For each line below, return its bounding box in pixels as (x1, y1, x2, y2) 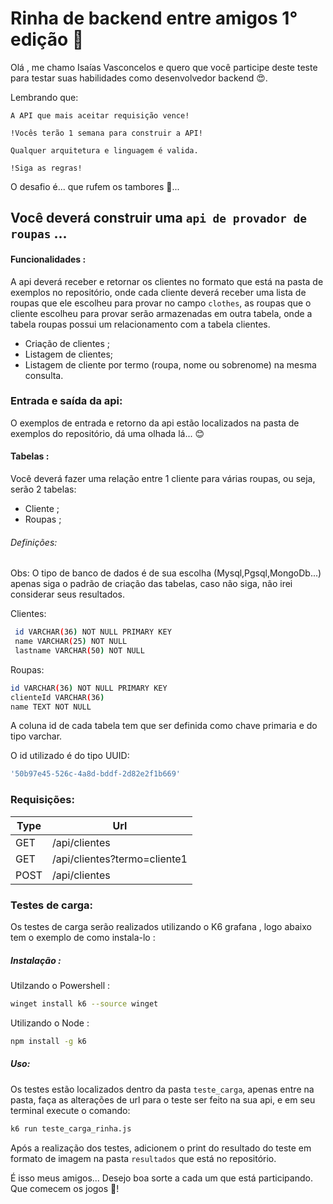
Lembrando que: (10, 91, 79, 103)
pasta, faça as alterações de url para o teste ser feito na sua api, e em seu (10, 1093, 316, 1106)
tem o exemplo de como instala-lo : (10, 931, 156, 943)
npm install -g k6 (10, 1036, 87, 1046)
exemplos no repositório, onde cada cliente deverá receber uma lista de (10, 286, 307, 298)
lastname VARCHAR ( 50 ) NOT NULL (14, 645, 145, 656)
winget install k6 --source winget (10, 998, 159, 1009)
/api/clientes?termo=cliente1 (51, 852, 188, 866)
